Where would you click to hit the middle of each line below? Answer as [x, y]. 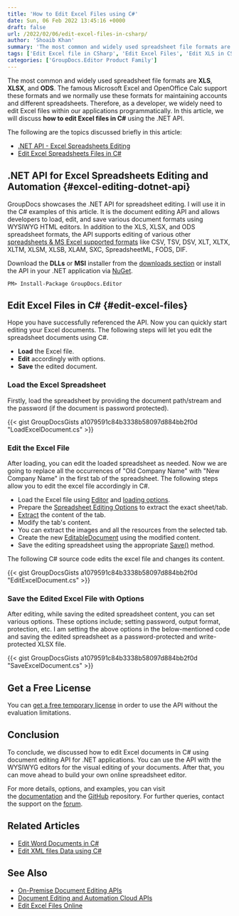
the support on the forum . [45, 804]
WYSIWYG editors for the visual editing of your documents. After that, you [116, 767]
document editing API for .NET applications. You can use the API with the [115, 760]
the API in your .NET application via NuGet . [70, 270]
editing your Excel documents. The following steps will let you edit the [110, 330]
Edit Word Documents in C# [58, 843]
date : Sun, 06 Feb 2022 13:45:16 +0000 [67, 21]
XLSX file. [52, 644]
